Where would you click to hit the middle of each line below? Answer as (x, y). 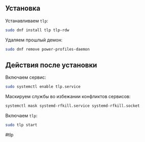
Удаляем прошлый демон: (34, 40)
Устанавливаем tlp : (27, 20)
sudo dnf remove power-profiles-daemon (48, 49)
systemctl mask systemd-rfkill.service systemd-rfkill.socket (72, 106)
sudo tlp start (21, 125)
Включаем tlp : (21, 116)
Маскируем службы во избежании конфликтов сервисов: (68, 97)
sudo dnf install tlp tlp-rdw (37, 30)
